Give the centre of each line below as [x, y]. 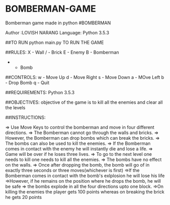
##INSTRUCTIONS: [25, 117]
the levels [15, 107]
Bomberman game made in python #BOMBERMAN [58, 23]
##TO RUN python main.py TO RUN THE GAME [55, 42]
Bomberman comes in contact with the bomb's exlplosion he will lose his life [85, 176]
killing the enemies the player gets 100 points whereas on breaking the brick [85, 192]
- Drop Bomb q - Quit [27, 83]
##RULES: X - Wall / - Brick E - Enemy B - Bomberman [62, 52]
